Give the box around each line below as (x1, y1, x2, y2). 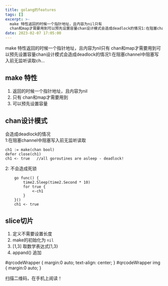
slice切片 (5, 217, 34, 225)
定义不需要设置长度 (12, 231, 52, 237)
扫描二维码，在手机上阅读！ (5, 275, 62, 281)
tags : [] (5, 12, 23, 17)
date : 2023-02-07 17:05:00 (5, 31, 61, 36)
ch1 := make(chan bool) (5, 147, 55, 152)
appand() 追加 (12, 249, 41, 256)
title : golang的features (5, 7, 56, 13)
